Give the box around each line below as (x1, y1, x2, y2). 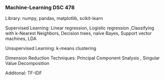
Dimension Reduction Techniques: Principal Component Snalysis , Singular (5, 55, 160, 61)
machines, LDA (5, 35, 37, 41)
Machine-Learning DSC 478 (5, 4, 75, 11)
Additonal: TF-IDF (5, 70, 42, 76)
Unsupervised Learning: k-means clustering (5, 45, 97, 51)
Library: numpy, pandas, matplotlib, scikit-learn (5, 15, 103, 21)
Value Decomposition (5, 60, 49, 66)
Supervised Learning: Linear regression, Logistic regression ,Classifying (5, 25, 154, 31)
